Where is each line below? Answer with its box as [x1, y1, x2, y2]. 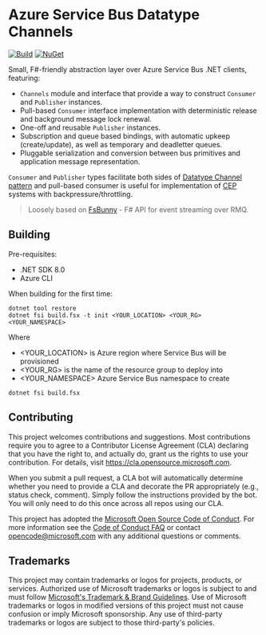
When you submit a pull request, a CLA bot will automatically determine [8, 472, 244, 482]
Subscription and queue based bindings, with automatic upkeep [19, 131, 230, 141]
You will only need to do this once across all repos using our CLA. [8, 498, 224, 508]
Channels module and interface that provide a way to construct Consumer [19, 88, 256, 98]
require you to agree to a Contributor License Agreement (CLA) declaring [8, 440, 249, 450]
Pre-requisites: [8, 249, 58, 259]
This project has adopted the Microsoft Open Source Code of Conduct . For [8, 514, 255, 524]
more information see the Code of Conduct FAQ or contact [8, 522, 201, 532]
